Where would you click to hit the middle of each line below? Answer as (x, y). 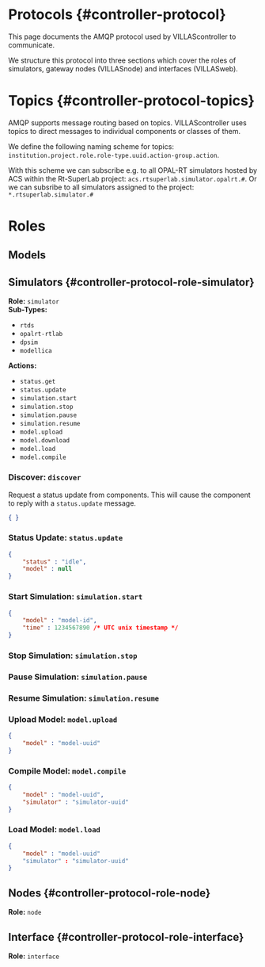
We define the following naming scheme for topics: (91, 146)
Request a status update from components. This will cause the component (129, 495)
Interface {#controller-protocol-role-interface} (126, 937)
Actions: (23, 365)
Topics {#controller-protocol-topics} (132, 101)
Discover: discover (45, 477)
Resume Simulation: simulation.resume (84, 698)
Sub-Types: (28, 310)
